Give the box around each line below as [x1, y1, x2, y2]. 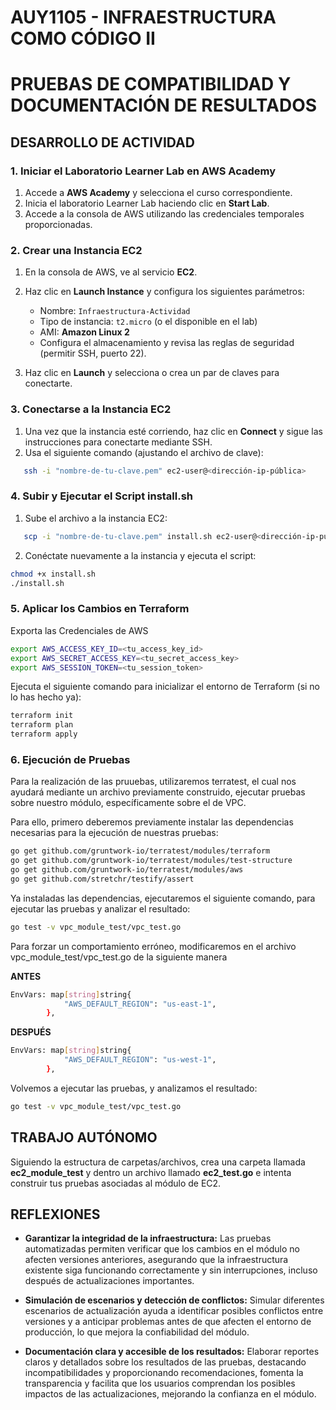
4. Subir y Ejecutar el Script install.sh [10, 489, 194, 503]
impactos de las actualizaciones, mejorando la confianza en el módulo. [24, 1388, 317, 1400]
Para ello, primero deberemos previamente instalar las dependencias [10, 816, 294, 828]
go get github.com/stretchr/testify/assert [10, 874, 195, 884]
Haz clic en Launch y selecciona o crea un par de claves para [24, 367, 280, 379]
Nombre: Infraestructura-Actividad [39, 305, 191, 317]
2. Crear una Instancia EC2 [10, 243, 143, 257]
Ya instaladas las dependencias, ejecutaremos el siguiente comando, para [10, 892, 316, 904]
